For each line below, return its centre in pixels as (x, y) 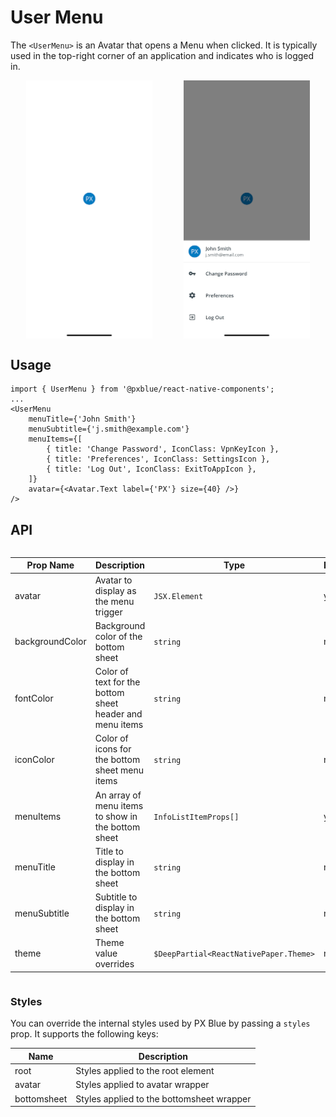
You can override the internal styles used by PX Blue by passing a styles (160, 1023)
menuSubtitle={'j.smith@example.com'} (109, 429)
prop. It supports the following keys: (84, 1034)
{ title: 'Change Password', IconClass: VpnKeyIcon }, (163, 449)
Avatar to (113, 580)
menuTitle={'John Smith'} (82, 419)
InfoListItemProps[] (196, 817)
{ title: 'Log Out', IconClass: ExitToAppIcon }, (151, 469)
